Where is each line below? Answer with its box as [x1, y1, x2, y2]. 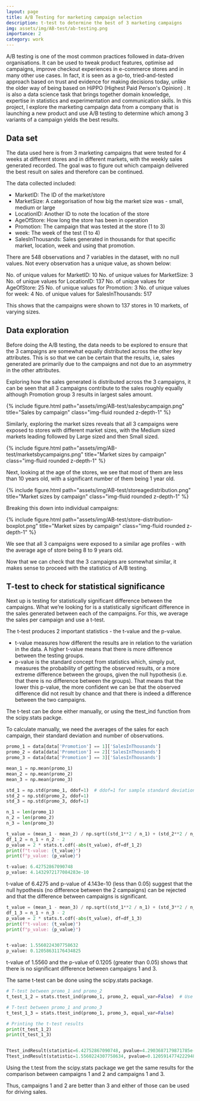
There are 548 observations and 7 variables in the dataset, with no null [6, 253, 180, 260]
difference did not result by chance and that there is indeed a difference [14, 690, 192, 697]
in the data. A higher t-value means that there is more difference [14, 646, 173, 653]
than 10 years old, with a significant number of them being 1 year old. [6, 475, 176, 482]
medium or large [14, 204, 55, 211]
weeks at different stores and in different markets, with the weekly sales [6, 155, 183, 163]
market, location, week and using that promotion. [14, 242, 136, 249]
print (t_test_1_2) [6, 1026, 52, 1032]
